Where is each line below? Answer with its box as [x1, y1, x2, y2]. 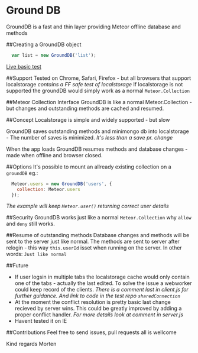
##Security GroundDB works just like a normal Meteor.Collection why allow [6, 214, 191, 221]
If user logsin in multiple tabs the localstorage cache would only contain [14, 273, 190, 281]
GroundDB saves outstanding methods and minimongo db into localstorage [6, 128, 189, 135]
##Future [6, 262, 28, 269]
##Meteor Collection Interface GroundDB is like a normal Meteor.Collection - [6, 98, 192, 105]
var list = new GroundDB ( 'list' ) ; [11, 52, 96, 58]
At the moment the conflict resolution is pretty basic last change [14, 299, 171, 306]
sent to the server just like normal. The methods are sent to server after [6, 238, 180, 245]
